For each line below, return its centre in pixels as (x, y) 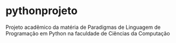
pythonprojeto (41, 11)
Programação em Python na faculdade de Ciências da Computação (88, 33)
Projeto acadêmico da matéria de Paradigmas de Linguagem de (83, 27)
